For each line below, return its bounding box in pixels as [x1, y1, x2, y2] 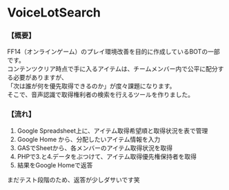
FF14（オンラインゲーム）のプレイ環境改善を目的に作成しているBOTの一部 [7, 47, 220, 56]
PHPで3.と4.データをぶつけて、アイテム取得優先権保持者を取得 [17, 152, 197, 160]
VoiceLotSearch [7, 5, 101, 21]
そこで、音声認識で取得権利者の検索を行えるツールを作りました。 [7, 91, 195, 99]
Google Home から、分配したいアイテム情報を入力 [17, 135, 161, 143]
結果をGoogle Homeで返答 [17, 160, 93, 169]
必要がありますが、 [12, 74, 68, 82]
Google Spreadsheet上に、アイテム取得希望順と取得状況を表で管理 [17, 126, 208, 135]
